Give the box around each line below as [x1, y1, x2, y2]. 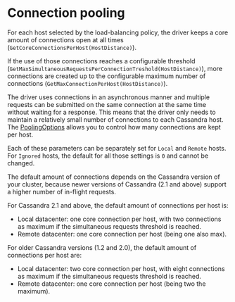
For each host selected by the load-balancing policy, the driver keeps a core [7, 28, 229, 37]
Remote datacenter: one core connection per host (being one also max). [17, 229, 227, 238]
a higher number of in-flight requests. [7, 187, 116, 196]
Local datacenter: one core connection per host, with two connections [17, 215, 222, 223]
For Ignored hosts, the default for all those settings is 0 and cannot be [7, 151, 209, 160]
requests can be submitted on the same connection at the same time [7, 100, 207, 108]
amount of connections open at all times [7, 35, 125, 44]
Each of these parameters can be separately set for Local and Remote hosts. [7, 144, 227, 152]
